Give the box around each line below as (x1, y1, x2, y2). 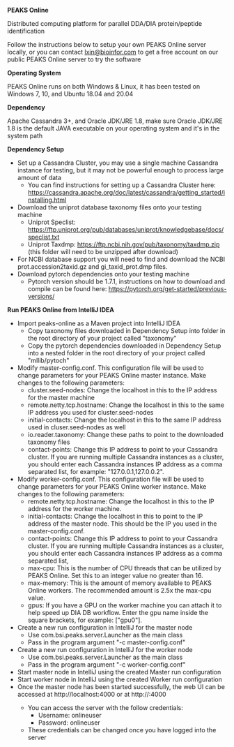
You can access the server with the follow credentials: (27, 704, 183, 711)
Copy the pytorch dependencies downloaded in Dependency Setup (27, 341, 221, 350)
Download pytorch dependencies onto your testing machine (17, 270, 190, 278)
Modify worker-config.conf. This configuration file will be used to (17, 475, 204, 483)
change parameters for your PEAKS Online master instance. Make (17, 371, 207, 379)
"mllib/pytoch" (27, 356, 70, 364)
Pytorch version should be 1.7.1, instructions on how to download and (27, 277, 225, 286)
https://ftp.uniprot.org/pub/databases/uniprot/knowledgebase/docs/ (27, 225, 224, 233)
